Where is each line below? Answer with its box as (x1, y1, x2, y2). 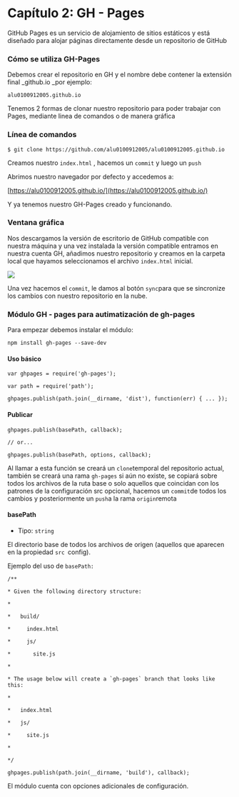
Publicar (7, 410, 34, 418)
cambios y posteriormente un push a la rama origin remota (7, 494, 177, 503)
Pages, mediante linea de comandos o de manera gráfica (7, 112, 176, 121)
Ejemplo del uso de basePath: (7, 561, 94, 570)
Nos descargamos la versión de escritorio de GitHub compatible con (7, 234, 209, 242)
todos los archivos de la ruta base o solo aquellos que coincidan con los (7, 478, 220, 487)
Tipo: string (17, 526, 55, 535)
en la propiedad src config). (7, 548, 91, 556)
